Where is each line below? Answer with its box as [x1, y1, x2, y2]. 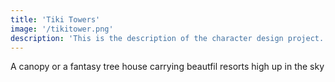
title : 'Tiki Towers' [10, 14, 101, 25]
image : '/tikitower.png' [10, 24, 114, 34]
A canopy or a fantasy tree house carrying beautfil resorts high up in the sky [10, 61, 325, 73]
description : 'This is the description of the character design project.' [10, 33, 329, 43]
